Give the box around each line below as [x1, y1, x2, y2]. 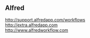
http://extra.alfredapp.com [5, 22, 58, 28]
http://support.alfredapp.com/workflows [5, 17, 86, 22]
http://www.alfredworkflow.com [5, 27, 69, 33]
